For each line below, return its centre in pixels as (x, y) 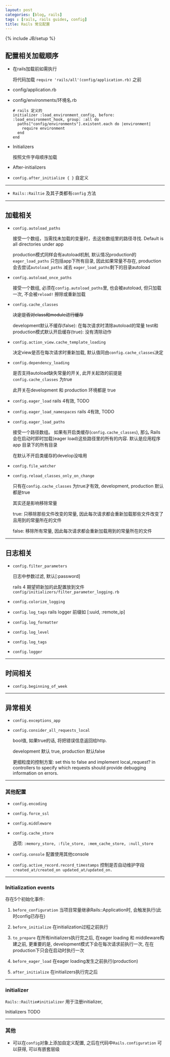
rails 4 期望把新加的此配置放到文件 (49, 587)
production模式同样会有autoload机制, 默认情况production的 (74, 254)
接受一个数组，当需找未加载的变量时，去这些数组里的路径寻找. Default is (88, 238)
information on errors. (35, 773)
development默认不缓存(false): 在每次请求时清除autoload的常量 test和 (85, 325)
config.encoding (30, 804)
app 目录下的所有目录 (35, 445)
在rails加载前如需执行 (35, 69)
